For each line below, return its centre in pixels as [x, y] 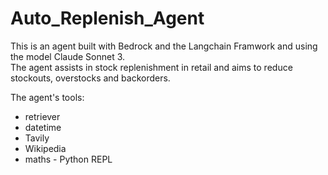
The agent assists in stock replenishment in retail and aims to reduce [151, 67]
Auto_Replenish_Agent [107, 18]
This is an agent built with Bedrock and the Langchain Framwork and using [164, 46]
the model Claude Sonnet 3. [68, 56]
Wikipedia [45, 148]
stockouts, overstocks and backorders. [90, 78]
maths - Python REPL [68, 159]
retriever [42, 116]
